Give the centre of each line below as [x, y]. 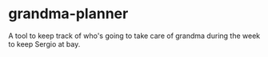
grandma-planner [68, 14]
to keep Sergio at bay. [44, 44]
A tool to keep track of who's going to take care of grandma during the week [134, 36]
